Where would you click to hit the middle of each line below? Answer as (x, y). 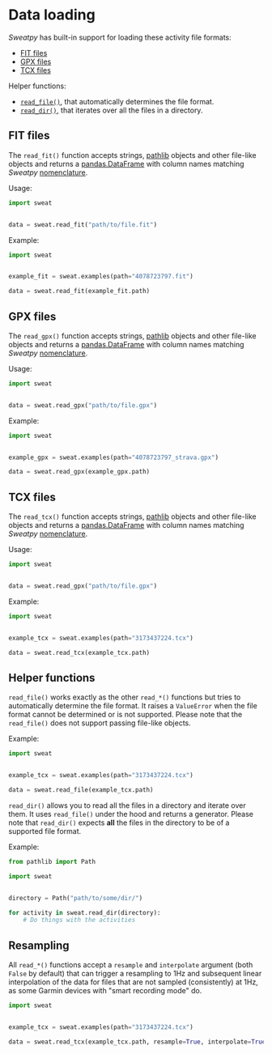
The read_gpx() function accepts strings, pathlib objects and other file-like (132, 336)
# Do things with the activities (79, 920)
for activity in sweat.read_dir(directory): (85, 912)
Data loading (52, 15)
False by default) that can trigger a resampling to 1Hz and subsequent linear (135, 974)
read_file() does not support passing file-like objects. (100, 723)
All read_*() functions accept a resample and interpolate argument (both (131, 965)
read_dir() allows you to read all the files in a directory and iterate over (127, 805)
